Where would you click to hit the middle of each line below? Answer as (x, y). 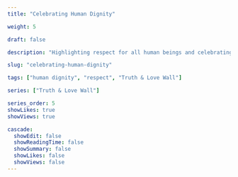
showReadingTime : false (49, 142)
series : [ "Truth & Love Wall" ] (53, 91)
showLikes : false (39, 156)
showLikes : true (31, 110)
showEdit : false (38, 136)
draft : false (27, 40)
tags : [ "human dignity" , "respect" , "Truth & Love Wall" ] (95, 78)
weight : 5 (22, 27)
